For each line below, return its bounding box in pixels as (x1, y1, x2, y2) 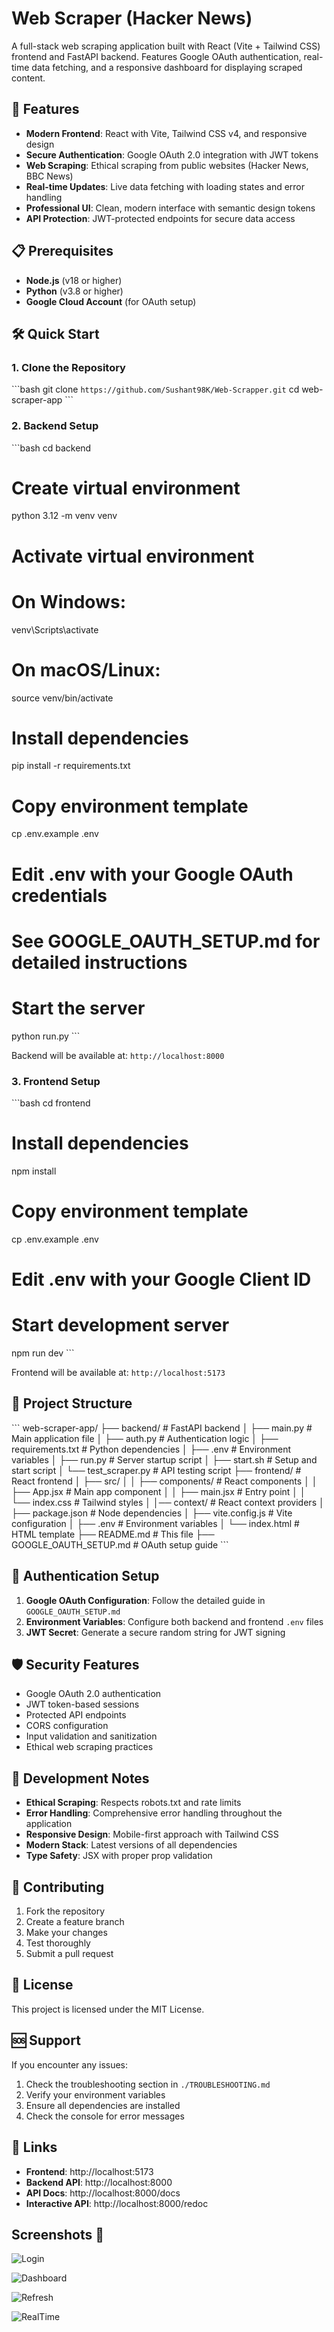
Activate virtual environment (11, 545, 255, 567)
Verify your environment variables (25, 2088, 166, 2101)
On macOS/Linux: (11, 658, 161, 681)
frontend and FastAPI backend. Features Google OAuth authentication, (11, 50, 302, 62)
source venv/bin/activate (11, 692, 114, 704)
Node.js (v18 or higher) (25, 274, 123, 286)
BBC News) (25, 170, 74, 182)
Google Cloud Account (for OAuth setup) (25, 295, 197, 307)
